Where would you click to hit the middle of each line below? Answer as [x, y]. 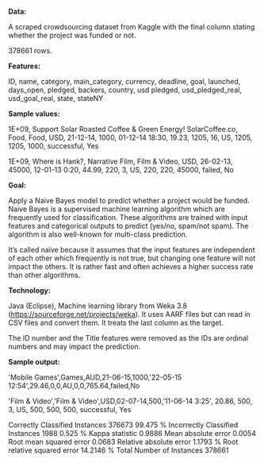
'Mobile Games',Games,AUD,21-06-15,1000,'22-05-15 [95, 377]
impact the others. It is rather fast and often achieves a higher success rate [131, 266]
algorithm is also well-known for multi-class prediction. [98, 234]
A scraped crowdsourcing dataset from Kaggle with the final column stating [132, 27]
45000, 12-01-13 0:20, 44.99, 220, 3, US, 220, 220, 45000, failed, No [121, 170]
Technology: [30, 290]
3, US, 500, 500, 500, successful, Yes [70, 409]
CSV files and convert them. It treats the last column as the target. [116, 322]
